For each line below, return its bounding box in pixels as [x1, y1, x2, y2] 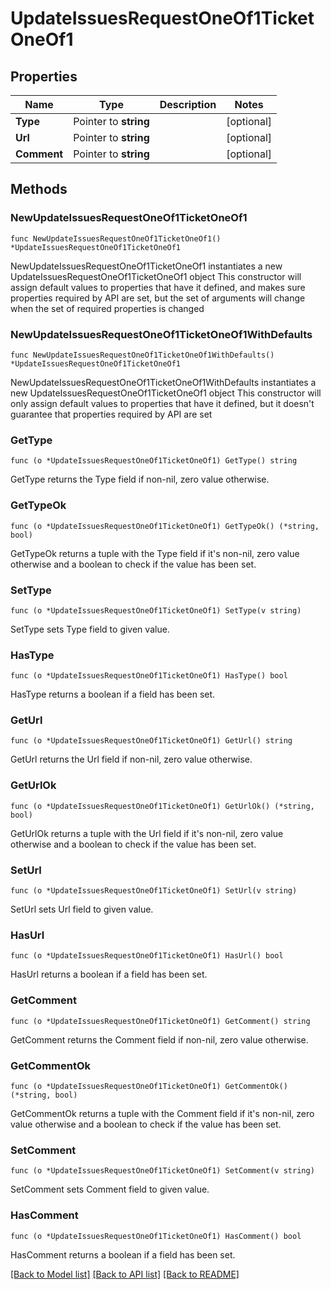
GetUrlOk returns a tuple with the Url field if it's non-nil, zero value [10, 827, 284, 839]
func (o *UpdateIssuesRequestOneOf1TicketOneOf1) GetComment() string [10, 1016, 311, 1026]
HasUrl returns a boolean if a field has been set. [10, 968, 208, 981]
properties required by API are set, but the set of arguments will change [10, 292, 306, 304]
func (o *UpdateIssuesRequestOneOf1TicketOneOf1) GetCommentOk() [10, 1081, 288, 1091]
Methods [10, 181, 68, 198]
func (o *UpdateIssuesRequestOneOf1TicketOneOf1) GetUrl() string [10, 736, 293, 746]
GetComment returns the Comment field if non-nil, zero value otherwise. [10, 1033, 309, 1046]
